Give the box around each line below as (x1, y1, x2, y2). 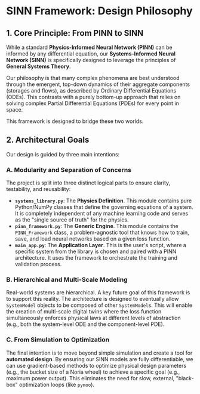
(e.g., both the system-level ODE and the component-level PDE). (6, 321, 165, 328)
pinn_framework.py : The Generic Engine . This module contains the (14, 223, 179, 230)
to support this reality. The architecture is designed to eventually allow (6, 295, 179, 303)
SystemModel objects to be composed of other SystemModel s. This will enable (6, 301, 193, 309)
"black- (176, 374, 194, 381)
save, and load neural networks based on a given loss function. (14, 235, 171, 242)
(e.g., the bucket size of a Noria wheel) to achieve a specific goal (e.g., (6, 368, 180, 375)
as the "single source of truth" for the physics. (14, 216, 129, 223)
